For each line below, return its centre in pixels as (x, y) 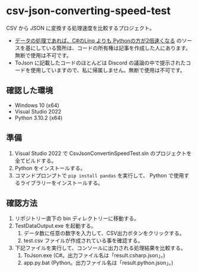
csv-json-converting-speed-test (88, 11)
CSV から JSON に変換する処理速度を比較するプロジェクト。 (81, 28)
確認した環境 (30, 91)
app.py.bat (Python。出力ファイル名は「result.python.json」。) (98, 263)
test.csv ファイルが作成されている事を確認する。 (83, 241)
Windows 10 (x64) (37, 105)
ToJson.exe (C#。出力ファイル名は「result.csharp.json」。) (94, 255)
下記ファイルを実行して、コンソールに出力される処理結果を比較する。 (100, 248)
